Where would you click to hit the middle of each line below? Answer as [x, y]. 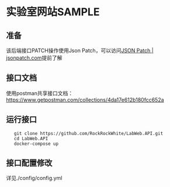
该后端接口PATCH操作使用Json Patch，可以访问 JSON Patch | [80, 51]
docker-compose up [36, 144]
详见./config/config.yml [34, 178]
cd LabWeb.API [31, 138]
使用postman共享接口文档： [40, 93]
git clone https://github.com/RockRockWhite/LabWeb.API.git [89, 133]
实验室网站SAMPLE [53, 12]
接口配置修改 [29, 163]
